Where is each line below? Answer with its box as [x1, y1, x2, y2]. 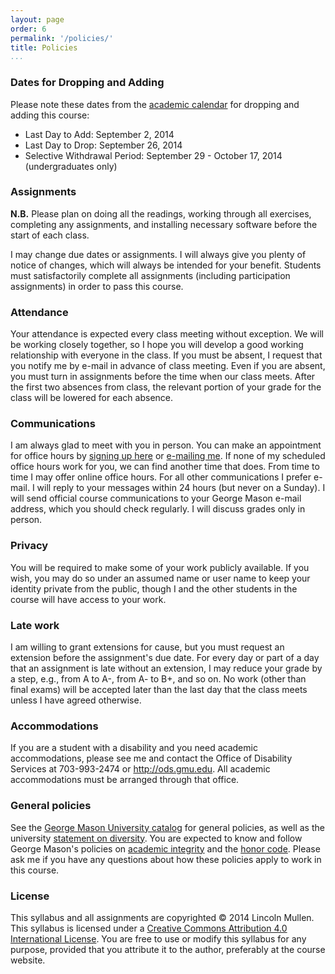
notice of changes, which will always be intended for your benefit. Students [10, 259, 322, 271]
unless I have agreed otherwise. [10, 694, 142, 706]
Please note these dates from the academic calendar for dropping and [10, 98, 300, 110]
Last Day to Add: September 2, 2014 [24, 128, 175, 140]
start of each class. [10, 229, 90, 241]
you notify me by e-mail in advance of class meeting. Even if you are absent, [10, 360, 326, 372]
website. [10, 954, 46, 966]
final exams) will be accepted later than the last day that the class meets [10, 684, 308, 696]
